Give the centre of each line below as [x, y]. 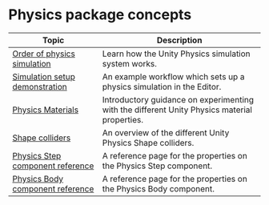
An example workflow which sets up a [173, 76]
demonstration [40, 86]
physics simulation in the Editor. [162, 86]
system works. [130, 63]
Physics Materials [45, 110]
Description [179, 40]
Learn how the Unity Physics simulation [176, 54]
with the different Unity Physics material [177, 110]
